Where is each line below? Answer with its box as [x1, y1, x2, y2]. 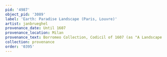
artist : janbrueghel [5, 21, 48, 26]
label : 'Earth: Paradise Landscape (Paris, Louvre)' [5, 16, 117, 21]
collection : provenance [5, 40, 55, 45]
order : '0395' [5, 44, 35, 49]
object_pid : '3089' [5, 12, 46, 17]
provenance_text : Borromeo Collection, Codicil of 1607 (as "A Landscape [5, 35, 162, 40]
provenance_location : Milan [5, 30, 64, 35]
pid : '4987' [5, 7, 30, 12]
